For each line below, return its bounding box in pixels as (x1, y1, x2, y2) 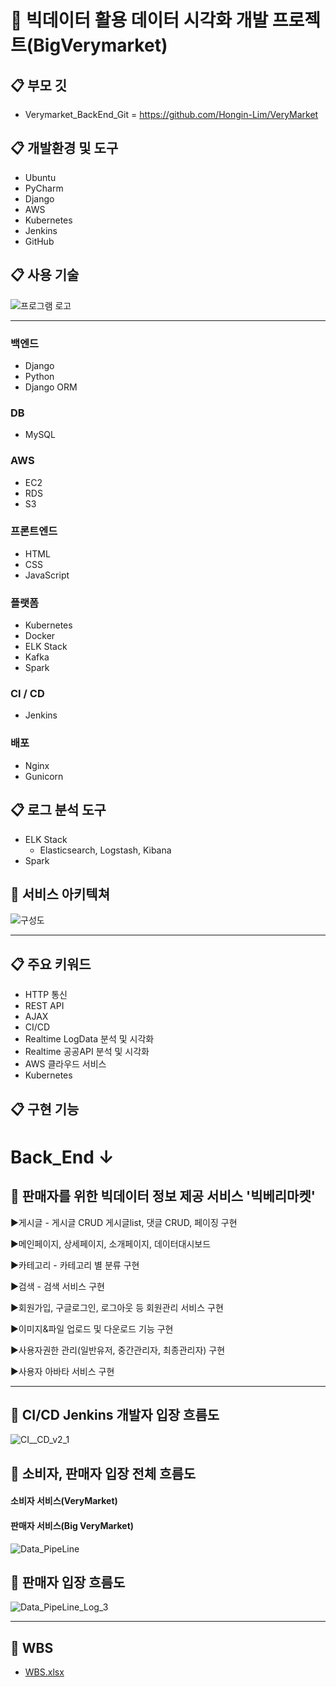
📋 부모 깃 (10, 77, 67, 94)
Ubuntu (24, 171, 57, 183)
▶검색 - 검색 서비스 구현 (10, 1280, 105, 1292)
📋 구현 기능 (10, 1101, 80, 1118)
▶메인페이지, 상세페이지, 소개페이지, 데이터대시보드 (10, 1237, 212, 1250)
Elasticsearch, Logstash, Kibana (39, 844, 172, 856)
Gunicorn (24, 770, 64, 782)
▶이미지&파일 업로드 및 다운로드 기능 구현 (10, 1322, 174, 1335)
